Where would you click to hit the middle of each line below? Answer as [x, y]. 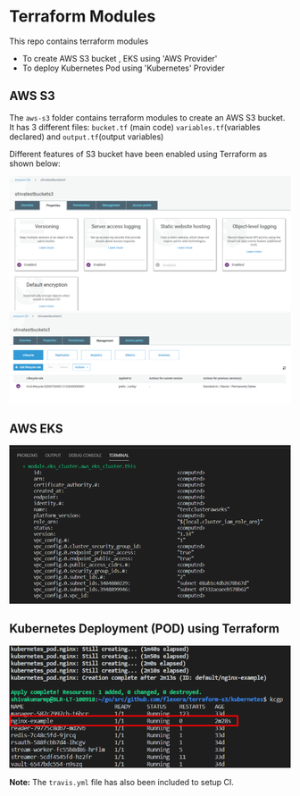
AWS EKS [36, 428]
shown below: [35, 163]
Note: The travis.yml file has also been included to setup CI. [122, 782]
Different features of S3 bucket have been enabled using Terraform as [138, 154]
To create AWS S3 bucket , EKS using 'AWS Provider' [120, 58]
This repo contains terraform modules [79, 41]
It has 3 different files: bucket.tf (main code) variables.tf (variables [135, 127]
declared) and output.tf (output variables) [87, 137]
